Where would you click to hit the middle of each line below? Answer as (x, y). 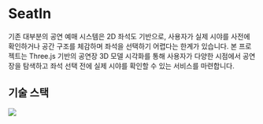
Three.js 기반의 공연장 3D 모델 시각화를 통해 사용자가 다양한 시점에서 (135, 56)
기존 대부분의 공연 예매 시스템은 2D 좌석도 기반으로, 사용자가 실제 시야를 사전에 (129, 36)
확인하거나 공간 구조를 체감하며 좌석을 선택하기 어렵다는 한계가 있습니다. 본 (123, 46)
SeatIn (30, 14)
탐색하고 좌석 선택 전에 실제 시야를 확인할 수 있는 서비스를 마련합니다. (128, 66)
